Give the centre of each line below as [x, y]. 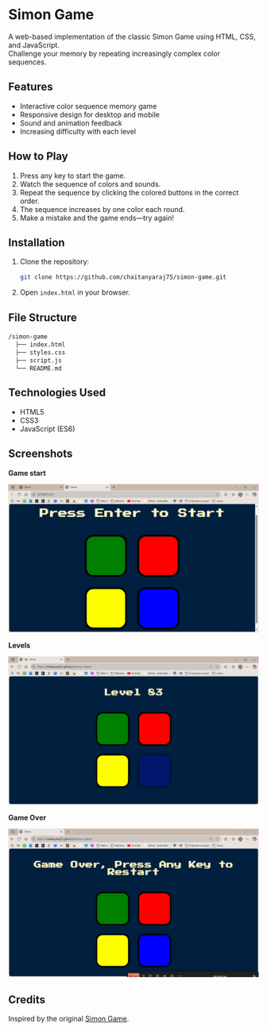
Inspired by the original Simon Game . [69, 1019]
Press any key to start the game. [72, 176]
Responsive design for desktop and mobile [90, 114]
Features [31, 87]
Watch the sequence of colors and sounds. [90, 183]
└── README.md [39, 369]
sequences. [27, 62]
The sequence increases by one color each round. [102, 209]
